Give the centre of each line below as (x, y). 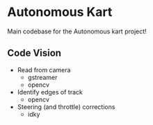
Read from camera (44, 69)
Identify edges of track (50, 92)
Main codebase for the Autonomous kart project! (77, 31)
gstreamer (42, 77)
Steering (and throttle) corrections (66, 107)
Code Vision (34, 53)
